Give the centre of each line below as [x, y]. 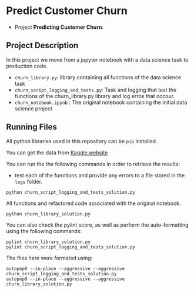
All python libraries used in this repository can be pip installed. [82, 141]
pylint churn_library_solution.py [48, 242]
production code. [27, 66]
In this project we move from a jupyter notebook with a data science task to [97, 59]
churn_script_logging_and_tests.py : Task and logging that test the [96, 90]
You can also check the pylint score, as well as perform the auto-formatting [98, 225]
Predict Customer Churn [67, 11]
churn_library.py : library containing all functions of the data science [98, 77]
